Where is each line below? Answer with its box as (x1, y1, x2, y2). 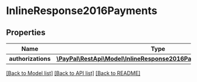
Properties (6, 28, 46, 37)
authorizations (9, 54, 51, 63)
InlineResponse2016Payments (6, 4, 158, 18)
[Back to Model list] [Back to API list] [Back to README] (6, 70, 141, 77)
